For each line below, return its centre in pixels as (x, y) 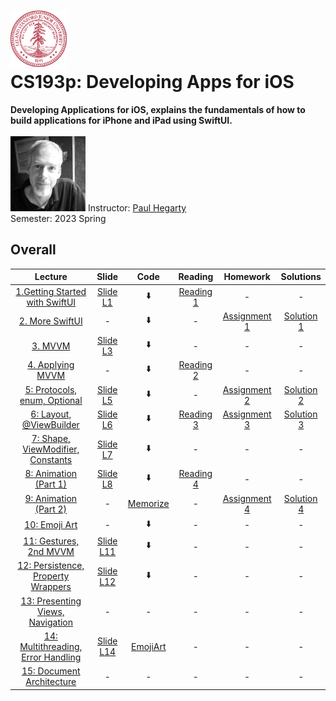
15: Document (51, 671)
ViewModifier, (51, 449)
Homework (247, 277)
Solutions (301, 277)
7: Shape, (51, 438)
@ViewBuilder (50, 424)
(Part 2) (51, 509)
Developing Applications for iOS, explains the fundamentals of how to (158, 109)
